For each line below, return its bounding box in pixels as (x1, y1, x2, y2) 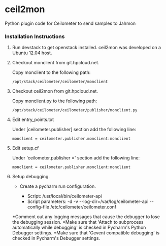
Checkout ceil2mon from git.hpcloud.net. (12, 88, 98, 94)
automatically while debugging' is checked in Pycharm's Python (12, 224, 146, 231)
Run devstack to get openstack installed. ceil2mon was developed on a (12, 45, 161, 51)
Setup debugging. (12, 174, 50, 180)
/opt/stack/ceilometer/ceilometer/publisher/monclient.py (12, 108, 138, 113)
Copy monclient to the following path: (12, 69, 91, 75)
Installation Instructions (5, 33, 65, 40)
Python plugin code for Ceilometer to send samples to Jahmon (5, 20, 136, 26)
